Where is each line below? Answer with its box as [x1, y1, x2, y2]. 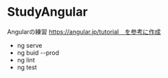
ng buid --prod [16, 49, 60, 57]
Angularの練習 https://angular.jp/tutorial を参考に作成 [7, 27, 161, 36]
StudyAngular [7, 4, 88, 20]
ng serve [16, 41, 43, 49]
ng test [16, 63, 38, 71]
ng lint [16, 55, 36, 64]
